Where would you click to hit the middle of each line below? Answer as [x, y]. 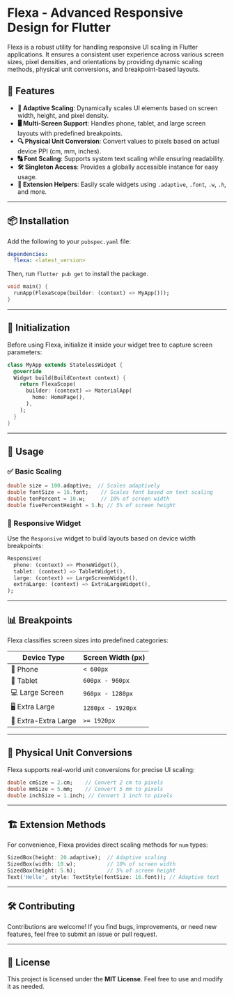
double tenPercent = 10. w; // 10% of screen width [88, 499]
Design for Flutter [59, 28]
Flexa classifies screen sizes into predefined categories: [88, 640]
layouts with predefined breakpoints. [70, 133]
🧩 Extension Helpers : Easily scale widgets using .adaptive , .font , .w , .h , [122, 184]
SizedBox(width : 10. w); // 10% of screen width [92, 864]
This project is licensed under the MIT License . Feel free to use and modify [115, 979]
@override [28, 371]
